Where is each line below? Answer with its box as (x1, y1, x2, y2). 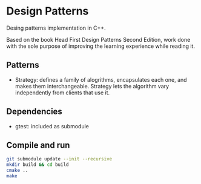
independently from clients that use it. (15, 89, 110, 96)
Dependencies (6, 107, 62, 117)
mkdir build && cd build (6, 162, 69, 168)
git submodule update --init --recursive (6, 156, 113, 162)
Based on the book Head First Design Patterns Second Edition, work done (6, 36, 191, 43)
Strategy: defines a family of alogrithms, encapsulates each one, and (15, 76, 187, 83)
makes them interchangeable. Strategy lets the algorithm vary (15, 82, 170, 90)
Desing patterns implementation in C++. (6, 24, 106, 31)
